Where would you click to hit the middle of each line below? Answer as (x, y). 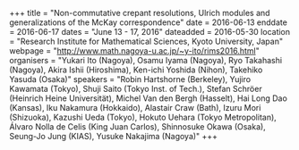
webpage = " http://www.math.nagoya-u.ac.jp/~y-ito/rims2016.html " (134, 51)
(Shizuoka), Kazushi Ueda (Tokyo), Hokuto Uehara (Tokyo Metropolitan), (143, 117)
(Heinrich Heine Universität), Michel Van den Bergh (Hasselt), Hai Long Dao (149, 98)
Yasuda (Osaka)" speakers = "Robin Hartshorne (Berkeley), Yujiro (130, 79)
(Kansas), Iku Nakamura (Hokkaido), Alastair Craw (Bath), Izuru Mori (135, 108)
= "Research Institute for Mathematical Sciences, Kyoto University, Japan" (146, 41)
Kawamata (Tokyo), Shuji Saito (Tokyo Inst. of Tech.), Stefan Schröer (136, 89)
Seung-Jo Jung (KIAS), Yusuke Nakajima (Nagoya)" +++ (113, 136)
